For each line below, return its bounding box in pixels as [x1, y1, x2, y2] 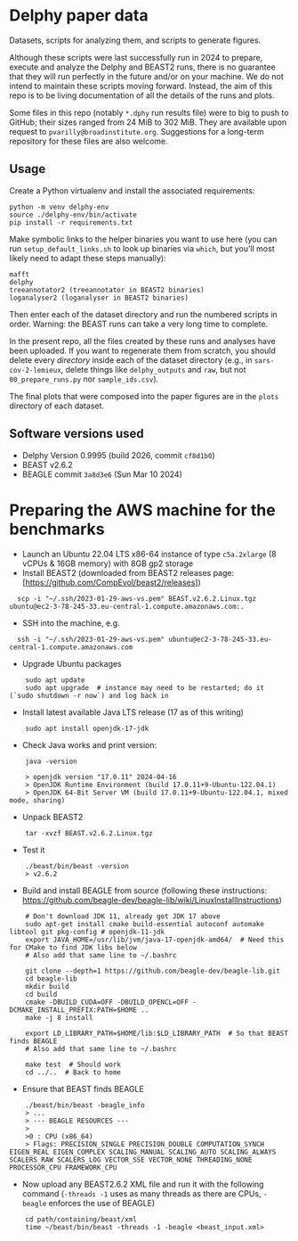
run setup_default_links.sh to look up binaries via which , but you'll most [9, 242, 275, 254]
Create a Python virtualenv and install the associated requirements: [9, 185, 255, 196]
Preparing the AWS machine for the [9, 500, 276, 520]
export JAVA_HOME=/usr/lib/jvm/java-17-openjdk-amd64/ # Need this [25, 935, 285, 944]
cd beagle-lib [25, 974, 77, 983]
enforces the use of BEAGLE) [48, 1197, 156, 1208]
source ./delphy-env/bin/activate [9, 210, 138, 219]
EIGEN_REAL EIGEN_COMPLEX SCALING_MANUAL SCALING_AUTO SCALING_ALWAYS [9, 1147, 277, 1156]
